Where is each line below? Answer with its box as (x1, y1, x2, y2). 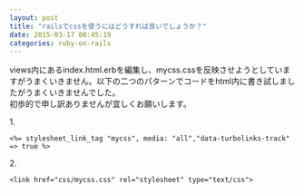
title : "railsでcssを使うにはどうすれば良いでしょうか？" (9, 22, 207, 31)
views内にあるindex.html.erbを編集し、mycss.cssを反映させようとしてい (9, 64, 283, 75)
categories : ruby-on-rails (9, 38, 112, 48)
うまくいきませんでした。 (25, 87, 121, 98)
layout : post (9, 13, 59, 23)
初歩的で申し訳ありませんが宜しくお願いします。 (9, 99, 192, 110)
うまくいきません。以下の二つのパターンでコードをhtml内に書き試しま (25, 76, 288, 87)
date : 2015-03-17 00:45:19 (9, 30, 112, 39)
